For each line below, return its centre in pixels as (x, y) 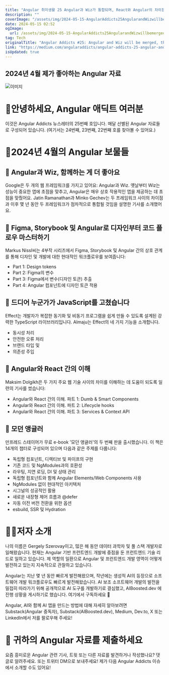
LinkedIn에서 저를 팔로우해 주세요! (39, 618)
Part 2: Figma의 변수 (33, 273)
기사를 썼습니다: (30, 388)
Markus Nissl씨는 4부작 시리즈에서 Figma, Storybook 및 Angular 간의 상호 (79, 250)
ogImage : (14, 29)
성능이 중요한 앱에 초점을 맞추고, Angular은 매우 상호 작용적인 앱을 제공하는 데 (82, 192)
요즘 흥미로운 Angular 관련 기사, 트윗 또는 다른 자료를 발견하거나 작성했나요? (80, 655)
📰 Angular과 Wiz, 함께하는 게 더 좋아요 (63, 172)
